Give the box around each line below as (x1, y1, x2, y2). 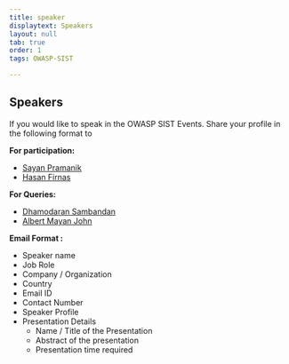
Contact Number (21, 297, 84, 307)
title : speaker (9, 12, 66, 22)
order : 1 (9, 46, 42, 55)
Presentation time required (35, 344, 133, 355)
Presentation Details (21, 316, 96, 327)
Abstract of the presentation (35, 335, 140, 345)
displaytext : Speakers (9, 21, 93, 30)
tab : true (9, 37, 46, 47)
